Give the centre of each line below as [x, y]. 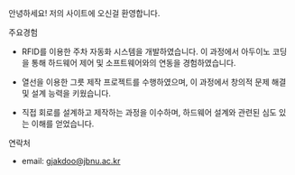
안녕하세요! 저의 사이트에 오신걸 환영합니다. [84, 13]
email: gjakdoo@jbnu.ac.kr [71, 161]
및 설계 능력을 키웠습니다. [66, 93]
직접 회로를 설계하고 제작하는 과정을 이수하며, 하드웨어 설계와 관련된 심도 [149, 112]
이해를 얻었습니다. [63, 124]
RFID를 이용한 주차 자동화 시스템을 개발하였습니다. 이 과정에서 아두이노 [146, 51]
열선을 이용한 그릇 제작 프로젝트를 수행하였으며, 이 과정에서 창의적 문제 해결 [154, 82]
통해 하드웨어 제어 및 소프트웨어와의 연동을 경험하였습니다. [134, 63]
